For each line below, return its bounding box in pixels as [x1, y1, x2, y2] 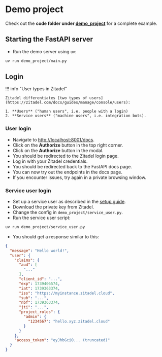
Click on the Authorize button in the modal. [12, 147, 104, 153]
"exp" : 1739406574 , [18, 281, 60, 286]
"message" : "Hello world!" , [10, 248, 70, 253]
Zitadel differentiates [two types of [5, 95, 87, 101]
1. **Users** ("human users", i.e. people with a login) [5, 109, 128, 114]
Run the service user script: [12, 215, 71, 221]
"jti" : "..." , [18, 305, 49, 310]
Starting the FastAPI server [5, 35, 93, 44]
